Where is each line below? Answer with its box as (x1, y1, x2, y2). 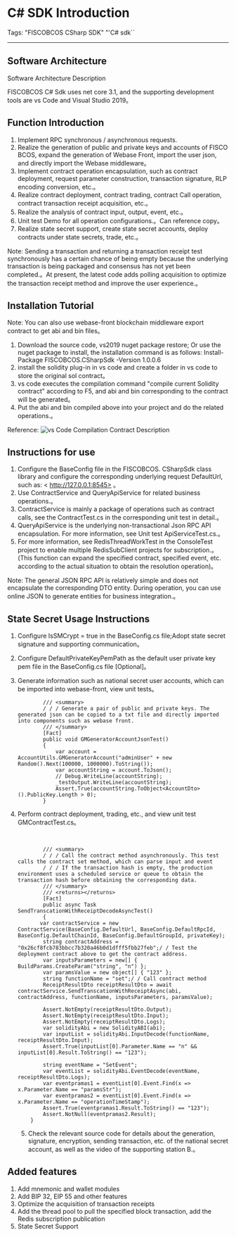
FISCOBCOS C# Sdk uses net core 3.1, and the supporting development (7, 87, 214, 96)
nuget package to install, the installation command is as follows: (17, 349, 202, 357)
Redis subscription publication (17, 1214, 105, 1223)
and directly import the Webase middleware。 (17, 158, 150, 167)
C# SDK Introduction (7, 5, 130, 21)
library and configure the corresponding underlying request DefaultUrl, (17, 472, 223, 481)
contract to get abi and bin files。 (7, 327, 104, 335)
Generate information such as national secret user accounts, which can (17, 677, 225, 684)
